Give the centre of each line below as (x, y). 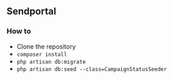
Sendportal (31, 11)
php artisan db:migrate (51, 62)
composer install (42, 54)
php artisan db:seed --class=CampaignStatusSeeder (92, 69)
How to (19, 31)
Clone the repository (46, 46)
